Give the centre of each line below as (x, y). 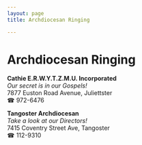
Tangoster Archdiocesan (43, 114)
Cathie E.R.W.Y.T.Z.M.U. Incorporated (62, 79)
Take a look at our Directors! (47, 121)
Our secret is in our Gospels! (47, 85)
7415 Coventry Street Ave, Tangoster (59, 128)
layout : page (26, 13)
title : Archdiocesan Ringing (48, 20)
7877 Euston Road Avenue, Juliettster (60, 93)
